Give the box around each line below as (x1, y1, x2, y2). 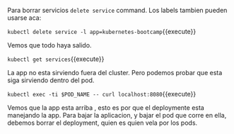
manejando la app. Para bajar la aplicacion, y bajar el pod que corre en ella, (7, 111, 227, 119)
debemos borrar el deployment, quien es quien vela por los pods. (7, 118, 198, 127)
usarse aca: (7, 13, 42, 22)
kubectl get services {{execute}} (7, 55, 105, 63)
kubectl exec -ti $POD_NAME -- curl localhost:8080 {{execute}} (7, 90, 197, 98)
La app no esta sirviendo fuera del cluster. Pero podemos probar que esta (7, 69, 223, 77)
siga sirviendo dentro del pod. (7, 76, 95, 84)
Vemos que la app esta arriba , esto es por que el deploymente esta (7, 104, 205, 112)
